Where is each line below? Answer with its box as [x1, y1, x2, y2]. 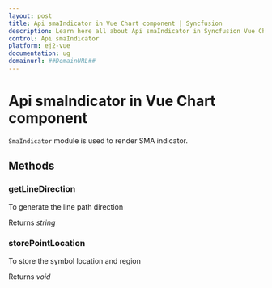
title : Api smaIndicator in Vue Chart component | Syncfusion [8, 19, 223, 28]
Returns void [8, 272, 51, 282]
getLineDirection [8, 184, 76, 195]
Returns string [8, 218, 56, 227]
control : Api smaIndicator [8, 34, 100, 43]
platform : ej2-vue [8, 42, 70, 50]
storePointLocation [8, 238, 86, 249]
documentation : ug [8, 49, 70, 57]
